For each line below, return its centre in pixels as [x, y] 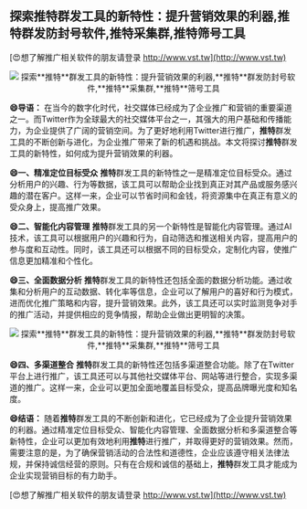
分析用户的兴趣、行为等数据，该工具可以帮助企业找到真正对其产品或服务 [145, 184]
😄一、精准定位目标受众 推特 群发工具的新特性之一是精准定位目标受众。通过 [151, 173]
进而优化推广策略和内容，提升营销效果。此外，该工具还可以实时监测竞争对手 [153, 302]
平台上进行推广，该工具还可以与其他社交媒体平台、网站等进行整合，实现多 [149, 376]
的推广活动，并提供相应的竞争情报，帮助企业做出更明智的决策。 [129, 314]
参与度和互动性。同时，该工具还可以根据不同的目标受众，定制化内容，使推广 [153, 249]
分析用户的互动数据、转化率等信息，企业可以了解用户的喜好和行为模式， [161, 292]
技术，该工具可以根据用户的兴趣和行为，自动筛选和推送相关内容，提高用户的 [153, 238]
